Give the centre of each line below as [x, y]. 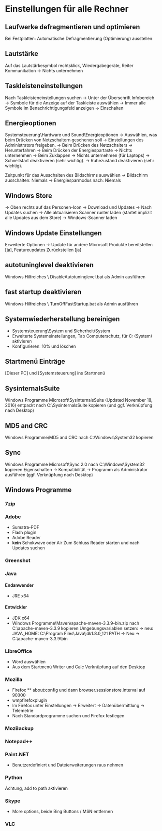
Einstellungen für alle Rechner [67, 9]
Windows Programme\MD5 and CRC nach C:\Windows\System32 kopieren [79, 437]
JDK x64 [21, 618]
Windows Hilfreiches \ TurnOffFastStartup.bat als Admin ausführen [72, 304]
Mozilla [14, 679]
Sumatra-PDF [26, 527]
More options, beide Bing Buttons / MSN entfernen [62, 811]
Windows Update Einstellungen [53, 233]
